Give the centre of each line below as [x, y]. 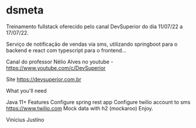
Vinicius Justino [25, 119]
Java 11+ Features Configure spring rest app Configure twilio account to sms [98, 102]
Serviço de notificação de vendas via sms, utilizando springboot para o [92, 44]
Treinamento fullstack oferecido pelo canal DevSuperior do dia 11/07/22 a [94, 26]
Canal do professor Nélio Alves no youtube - [60, 62]
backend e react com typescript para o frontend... [66, 50]
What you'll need [26, 90]
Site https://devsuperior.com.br [44, 79]
